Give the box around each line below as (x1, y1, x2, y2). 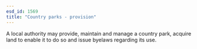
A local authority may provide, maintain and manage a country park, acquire (6, 30, 192, 37)
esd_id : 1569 (6, 8, 38, 15)
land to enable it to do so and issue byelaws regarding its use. (6, 36, 157, 43)
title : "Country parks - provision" (6, 14, 96, 20)
